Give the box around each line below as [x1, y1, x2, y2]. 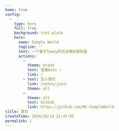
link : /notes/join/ [27, 81, 68, 86]
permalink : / [5, 118, 32, 124]
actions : [18, 53, 37, 59]
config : [5, 12, 21, 17]
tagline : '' [18, 44, 43, 49]
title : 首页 [5, 109, 28, 115]
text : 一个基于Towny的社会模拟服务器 [18, 49, 88, 54]
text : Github [27, 100, 55, 105]
